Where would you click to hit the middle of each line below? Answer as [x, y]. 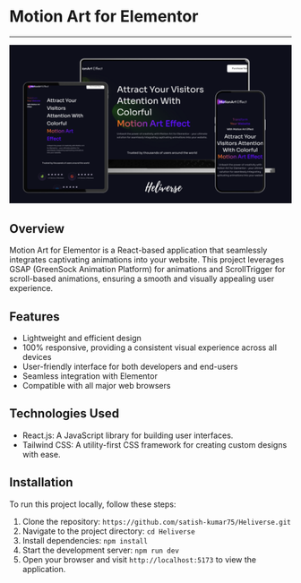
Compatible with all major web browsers [96, 386]
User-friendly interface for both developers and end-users [130, 367]
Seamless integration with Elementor [90, 376]
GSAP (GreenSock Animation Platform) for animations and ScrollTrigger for [147, 270]
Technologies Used [64, 414]
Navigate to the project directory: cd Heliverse [108, 531]
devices [37, 357]
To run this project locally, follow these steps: [93, 504]
